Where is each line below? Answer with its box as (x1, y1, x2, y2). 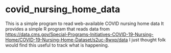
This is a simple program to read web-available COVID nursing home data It (5, 20, 164, 26)
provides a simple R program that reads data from (5, 25, 110, 32)
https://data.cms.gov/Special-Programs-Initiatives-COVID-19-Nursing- (5, 31, 154, 37)
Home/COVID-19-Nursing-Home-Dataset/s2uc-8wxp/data (5, 37, 128, 43)
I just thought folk (129, 37, 166, 43)
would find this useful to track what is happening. (5, 42, 109, 48)
